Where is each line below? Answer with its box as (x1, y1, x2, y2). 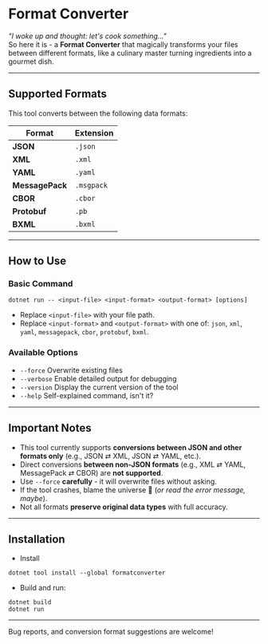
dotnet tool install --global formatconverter (8, 569, 166, 577)
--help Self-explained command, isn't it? (19, 390, 154, 400)
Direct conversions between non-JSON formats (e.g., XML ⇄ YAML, (19, 460, 246, 469)
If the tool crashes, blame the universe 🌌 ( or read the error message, (19, 484, 246, 495)
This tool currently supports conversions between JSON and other (19, 442, 242, 452)
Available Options (8, 347, 78, 358)
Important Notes (8, 421, 92, 435)
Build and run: (19, 583, 66, 593)
